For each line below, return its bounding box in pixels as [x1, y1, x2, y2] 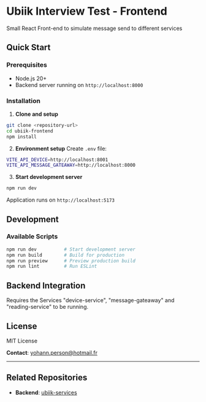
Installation [6, 96, 41, 105]
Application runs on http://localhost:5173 [6, 196, 115, 203]
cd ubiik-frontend [6, 127, 53, 134]
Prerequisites [6, 61, 47, 69]
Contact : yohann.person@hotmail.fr [6, 349, 98, 356]
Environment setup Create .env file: [15, 145, 107, 152]
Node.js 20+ [15, 75, 47, 82]
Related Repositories [6, 373, 88, 383]
